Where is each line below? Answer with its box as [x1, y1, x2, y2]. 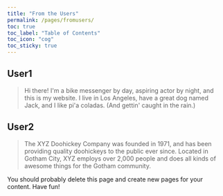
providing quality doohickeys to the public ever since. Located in [24, 147, 209, 155]
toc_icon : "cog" [7, 36, 54, 43]
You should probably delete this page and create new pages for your [7, 175, 203, 184]
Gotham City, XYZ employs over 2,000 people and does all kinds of [24, 154, 217, 163]
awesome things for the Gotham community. [24, 161, 151, 170]
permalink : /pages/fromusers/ [7, 17, 95, 24]
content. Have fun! [7, 182, 60, 190]
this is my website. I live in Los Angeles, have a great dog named [24, 93, 209, 102]
